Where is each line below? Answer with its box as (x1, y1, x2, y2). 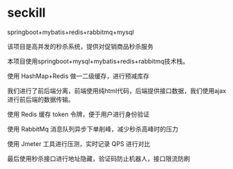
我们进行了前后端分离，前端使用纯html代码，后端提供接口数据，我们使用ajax (7, 86, 227, 95)
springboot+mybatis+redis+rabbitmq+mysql (7, 28, 134, 36)
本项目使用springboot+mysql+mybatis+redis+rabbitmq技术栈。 (7, 57, 189, 65)
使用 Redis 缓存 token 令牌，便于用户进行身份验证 (7, 110, 150, 118)
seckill (7, 5, 46, 21)
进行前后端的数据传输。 (7, 95, 74, 104)
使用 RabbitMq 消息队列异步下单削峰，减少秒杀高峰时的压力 (7, 124, 179, 133)
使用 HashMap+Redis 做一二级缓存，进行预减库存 (7, 72, 150, 80)
